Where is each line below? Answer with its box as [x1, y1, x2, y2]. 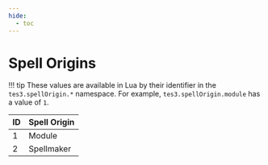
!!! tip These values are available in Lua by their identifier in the [8, 80, 216, 90]
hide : [8, 11, 27, 20]
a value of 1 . [8, 97, 49, 107]
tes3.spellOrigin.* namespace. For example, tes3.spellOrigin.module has [8, 89, 261, 99]
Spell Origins [8, 54, 97, 72]
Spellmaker [28, 143, 71, 155]
